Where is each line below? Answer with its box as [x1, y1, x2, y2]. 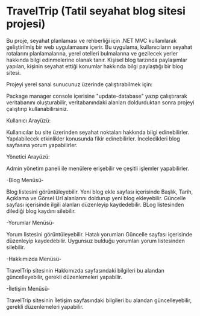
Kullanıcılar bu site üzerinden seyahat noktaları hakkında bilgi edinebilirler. [6, 128, 190, 136]
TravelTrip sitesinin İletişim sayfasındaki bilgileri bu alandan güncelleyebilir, [6, 297, 192, 304]
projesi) [6, 17, 46, 31]
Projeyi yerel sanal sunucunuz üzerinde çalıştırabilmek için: [6, 80, 153, 88]
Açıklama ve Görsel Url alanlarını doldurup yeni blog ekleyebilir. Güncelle [6, 194, 186, 201]
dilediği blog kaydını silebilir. [6, 207, 77, 215]
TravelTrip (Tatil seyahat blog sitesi [6, 4, 186, 18]
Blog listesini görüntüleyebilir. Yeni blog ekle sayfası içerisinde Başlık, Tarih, [6, 188, 193, 195]
